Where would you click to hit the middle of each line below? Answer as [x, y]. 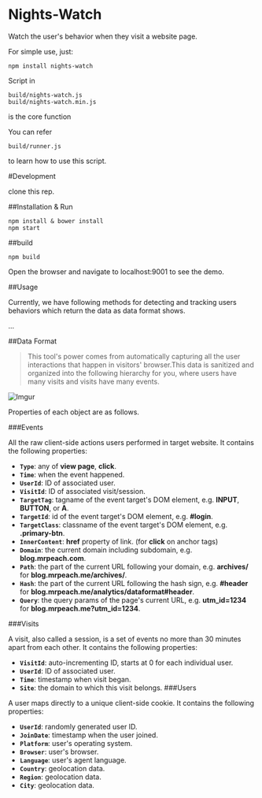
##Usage [23, 287]
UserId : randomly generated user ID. [78, 726]
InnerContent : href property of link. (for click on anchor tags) [119, 541]
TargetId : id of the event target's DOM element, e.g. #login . [116, 516]
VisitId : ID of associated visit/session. [82, 491]
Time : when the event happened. [72, 474]
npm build [24, 257]
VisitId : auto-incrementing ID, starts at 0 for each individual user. [126, 663]
